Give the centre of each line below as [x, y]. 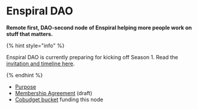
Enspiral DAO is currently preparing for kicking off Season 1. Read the [92, 57]
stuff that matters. [29, 34]
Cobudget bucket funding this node [59, 99]
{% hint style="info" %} [36, 46]
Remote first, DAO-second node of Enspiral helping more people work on [99, 28]
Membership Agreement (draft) [54, 93]
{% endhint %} [25, 75]
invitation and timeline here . [41, 63]
